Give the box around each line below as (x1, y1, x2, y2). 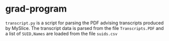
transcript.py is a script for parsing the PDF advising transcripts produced (5, 20, 164, 26)
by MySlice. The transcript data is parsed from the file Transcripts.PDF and (5, 25, 164, 31)
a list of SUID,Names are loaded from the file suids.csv (5, 30, 118, 36)
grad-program (5, 3, 67, 15)
